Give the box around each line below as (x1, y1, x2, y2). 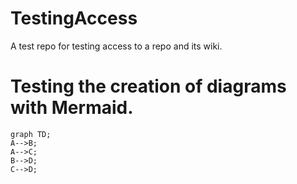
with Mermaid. (10, 97, 134, 119)
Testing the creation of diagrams (10, 75, 287, 98)
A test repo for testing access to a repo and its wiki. (10, 40, 223, 52)
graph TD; (10, 129, 52, 139)
